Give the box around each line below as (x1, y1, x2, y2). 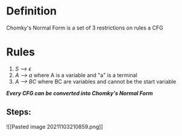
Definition (6, 4, 57, 18)
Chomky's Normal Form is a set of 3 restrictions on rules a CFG (6, 24, 164, 31)
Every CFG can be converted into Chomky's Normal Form (6, 89, 153, 97)
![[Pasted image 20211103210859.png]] (6, 123, 104, 130)
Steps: (6, 107, 31, 117)
